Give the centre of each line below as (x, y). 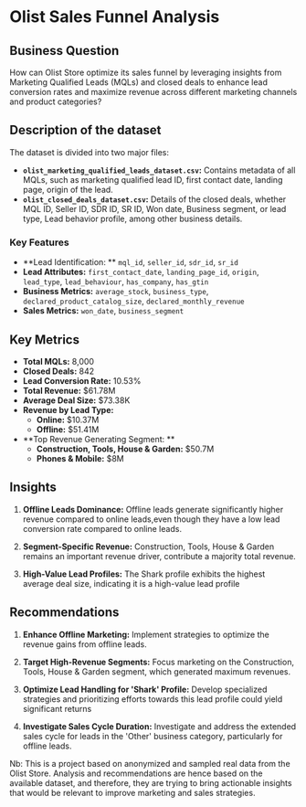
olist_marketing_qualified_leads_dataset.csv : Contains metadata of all (159, 170)
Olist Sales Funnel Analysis (115, 17)
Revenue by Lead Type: (68, 409)
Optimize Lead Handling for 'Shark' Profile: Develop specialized (145, 689)
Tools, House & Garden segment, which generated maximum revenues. (156, 671)
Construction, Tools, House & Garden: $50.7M (125, 449)
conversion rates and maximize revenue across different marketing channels (153, 92)
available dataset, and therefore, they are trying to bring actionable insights (151, 782)
